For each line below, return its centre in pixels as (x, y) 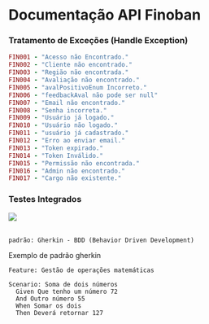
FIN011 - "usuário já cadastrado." (69, 133)
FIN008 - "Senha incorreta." (58, 110)
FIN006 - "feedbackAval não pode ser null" (83, 95)
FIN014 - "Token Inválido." (56, 155)
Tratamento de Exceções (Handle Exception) (98, 41)
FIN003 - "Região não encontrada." (69, 72)
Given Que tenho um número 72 (67, 291)
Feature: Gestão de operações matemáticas (81, 270)
